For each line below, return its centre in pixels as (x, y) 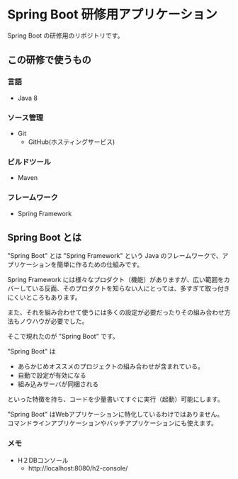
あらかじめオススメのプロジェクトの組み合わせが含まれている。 (110, 366)
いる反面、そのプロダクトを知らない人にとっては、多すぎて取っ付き (131, 288)
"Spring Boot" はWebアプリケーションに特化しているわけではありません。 (115, 415)
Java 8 (27, 98)
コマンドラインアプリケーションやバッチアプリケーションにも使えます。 (113, 423)
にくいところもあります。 (44, 298)
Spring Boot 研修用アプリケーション (113, 15)
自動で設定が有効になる (52, 376)
